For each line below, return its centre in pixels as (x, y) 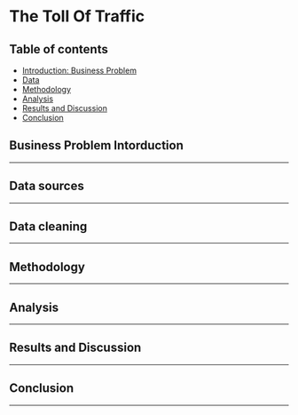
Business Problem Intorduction (96, 145)
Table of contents (59, 49)
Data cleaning (48, 227)
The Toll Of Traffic (77, 16)
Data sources (47, 186)
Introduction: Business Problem (79, 70)
